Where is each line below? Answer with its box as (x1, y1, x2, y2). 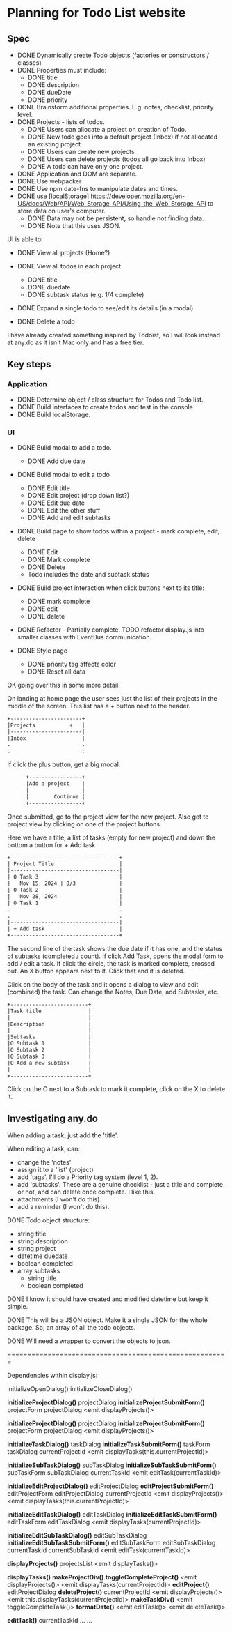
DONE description (27, 81, 80, 89)
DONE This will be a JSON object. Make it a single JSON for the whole (7, 1316, 208, 1324)
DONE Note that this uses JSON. (27, 222, 122, 229)
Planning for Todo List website (7, 5, 186, 21)
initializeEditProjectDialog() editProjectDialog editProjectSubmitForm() (7, 1482, 214, 1490)
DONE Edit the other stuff (27, 506, 101, 514)
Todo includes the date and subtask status (27, 570, 149, 578)
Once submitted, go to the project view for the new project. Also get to (7, 812, 209, 821)
